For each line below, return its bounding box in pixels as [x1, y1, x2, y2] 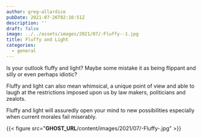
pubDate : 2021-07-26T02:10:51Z [6, 14, 85, 20]
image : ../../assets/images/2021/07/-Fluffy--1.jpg [6, 31, 139, 37]
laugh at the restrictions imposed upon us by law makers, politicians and [6, 88, 186, 96]
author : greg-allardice [6, 8, 66, 15]
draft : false [6, 25, 39, 32]
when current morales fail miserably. [6, 113, 97, 120]
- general [11, 48, 36, 54]
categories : [6, 43, 36, 49]
